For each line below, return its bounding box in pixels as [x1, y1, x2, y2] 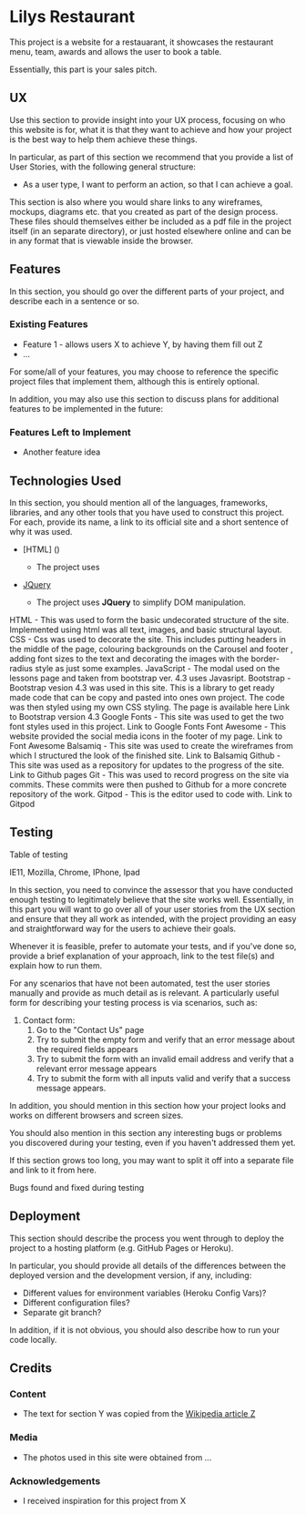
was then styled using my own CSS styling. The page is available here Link [9, 701, 290, 712]
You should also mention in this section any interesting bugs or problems [9, 1127, 282, 1138]
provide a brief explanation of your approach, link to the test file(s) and [9, 950, 275, 961]
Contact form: [22, 1014, 76, 1026]
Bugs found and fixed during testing [9, 1182, 145, 1193]
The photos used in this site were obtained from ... [22, 1451, 212, 1463]
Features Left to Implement [9, 425, 132, 438]
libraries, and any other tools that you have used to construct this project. [9, 507, 285, 517]
